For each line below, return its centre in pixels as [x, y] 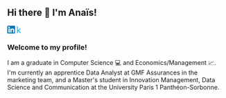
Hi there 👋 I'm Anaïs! [52, 13]
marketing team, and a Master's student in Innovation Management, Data [111, 80]
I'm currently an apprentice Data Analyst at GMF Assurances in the [103, 72]
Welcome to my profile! [47, 47]
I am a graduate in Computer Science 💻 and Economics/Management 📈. [112, 63]
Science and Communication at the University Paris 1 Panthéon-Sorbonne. [113, 88]
